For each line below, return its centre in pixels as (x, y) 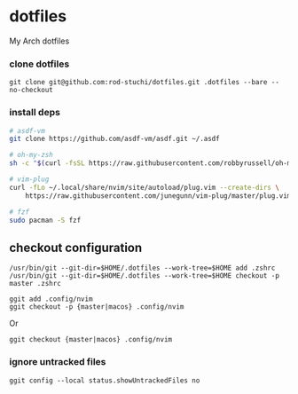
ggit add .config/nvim (51, 299)
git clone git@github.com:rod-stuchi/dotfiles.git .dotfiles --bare (138, 83)
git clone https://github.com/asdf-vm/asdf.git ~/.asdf (114, 139)
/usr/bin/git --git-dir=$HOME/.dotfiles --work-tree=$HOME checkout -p (144, 276)
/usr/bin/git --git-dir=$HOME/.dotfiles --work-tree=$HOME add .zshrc (142, 268)
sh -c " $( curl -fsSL (47, 163)
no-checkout (31, 91)
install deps (35, 113)
